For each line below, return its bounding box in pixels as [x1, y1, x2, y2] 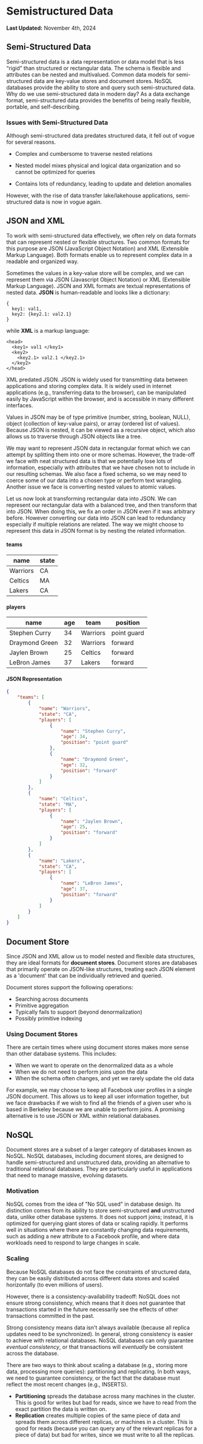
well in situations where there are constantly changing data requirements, [6, 1226, 190, 1234]
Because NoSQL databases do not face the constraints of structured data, [6, 1268, 191, 1275]
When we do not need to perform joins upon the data [15, 1068, 148, 1075]
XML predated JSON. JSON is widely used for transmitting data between [6, 376, 188, 383]
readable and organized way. [6, 258, 79, 265]
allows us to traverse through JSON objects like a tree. [6, 432, 142, 440]
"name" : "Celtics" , [38, 796, 88, 802]
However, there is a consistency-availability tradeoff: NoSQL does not [6, 1292, 180, 1300]
